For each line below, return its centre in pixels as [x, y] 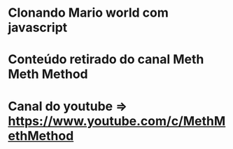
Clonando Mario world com [88, 13]
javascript [38, 28]
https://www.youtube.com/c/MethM [117, 121]
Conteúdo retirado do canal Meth [106, 60]
